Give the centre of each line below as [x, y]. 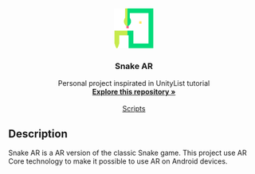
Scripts [134, 109]
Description [38, 134]
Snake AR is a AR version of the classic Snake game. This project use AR [127, 153]
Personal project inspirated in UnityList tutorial [134, 83]
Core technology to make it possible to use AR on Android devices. [118, 161]
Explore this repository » [134, 92]
